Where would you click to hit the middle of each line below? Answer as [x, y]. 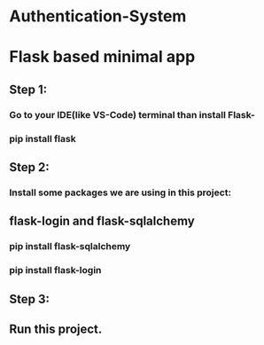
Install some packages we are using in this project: [120, 192]
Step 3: [30, 299]
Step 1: [28, 89]
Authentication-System [98, 16]
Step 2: [30, 167]
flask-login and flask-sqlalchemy [102, 221]
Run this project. [56, 329]
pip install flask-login [55, 271]
